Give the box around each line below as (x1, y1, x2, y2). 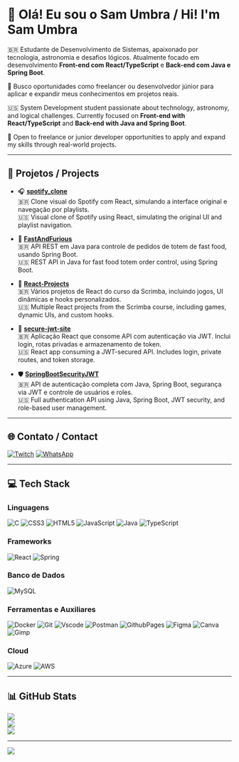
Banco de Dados (7, 571, 65, 581)
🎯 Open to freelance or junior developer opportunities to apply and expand (7, 132, 226, 141)
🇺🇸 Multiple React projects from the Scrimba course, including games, (17, 302, 227, 311)
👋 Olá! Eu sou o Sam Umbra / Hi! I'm (7, 6, 221, 23)
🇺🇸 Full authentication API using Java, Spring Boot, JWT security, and (17, 395, 225, 404)
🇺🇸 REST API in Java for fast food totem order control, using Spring (17, 258, 218, 266)
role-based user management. (17, 403, 107, 412)
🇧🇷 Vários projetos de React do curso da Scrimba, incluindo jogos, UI (17, 287, 224, 295)
